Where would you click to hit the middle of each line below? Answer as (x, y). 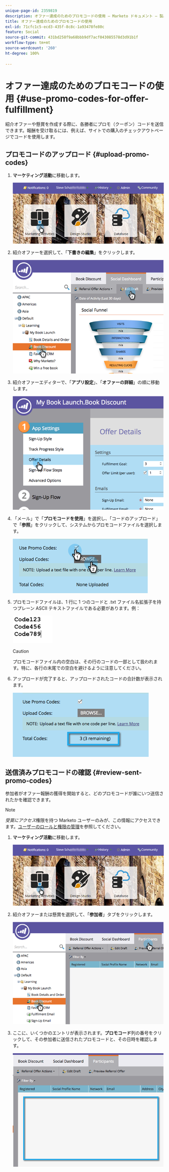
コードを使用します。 (36, 137)
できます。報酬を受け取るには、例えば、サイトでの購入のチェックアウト (80, 130)
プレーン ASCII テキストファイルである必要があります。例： (79, 608)
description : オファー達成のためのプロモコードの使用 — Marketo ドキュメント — (81, 16)
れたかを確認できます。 (29, 800)
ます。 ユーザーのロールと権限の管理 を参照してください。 (64, 827)
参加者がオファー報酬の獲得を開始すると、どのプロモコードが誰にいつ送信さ (84, 793)
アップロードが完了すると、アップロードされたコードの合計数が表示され (87, 679)
